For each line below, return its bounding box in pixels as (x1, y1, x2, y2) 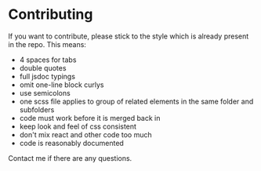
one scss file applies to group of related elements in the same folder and (19, 96, 254, 106)
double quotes (19, 63, 67, 72)
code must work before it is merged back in (19, 113, 161, 122)
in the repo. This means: (8, 39, 86, 49)
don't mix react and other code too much (19, 129, 153, 139)
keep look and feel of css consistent (19, 122, 137, 131)
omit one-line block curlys (19, 80, 104, 89)
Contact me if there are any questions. (8, 153, 132, 162)
